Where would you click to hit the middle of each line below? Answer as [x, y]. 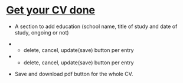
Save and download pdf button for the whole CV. [74, 74]
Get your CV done [51, 10]
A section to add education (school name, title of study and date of [96, 26]
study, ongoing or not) [42, 32]
